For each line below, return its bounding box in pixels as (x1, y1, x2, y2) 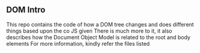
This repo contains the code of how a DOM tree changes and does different (6, 20, 194, 28)
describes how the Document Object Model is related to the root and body (6, 33, 191, 41)
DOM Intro (6, 5, 46, 15)
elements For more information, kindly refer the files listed (6, 40, 150, 47)
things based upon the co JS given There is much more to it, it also (6, 27, 173, 34)
